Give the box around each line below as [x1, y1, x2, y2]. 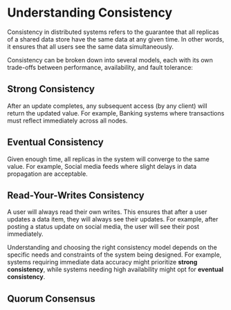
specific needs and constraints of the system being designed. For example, [7, 250, 222, 259]
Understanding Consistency [7, 5, 173, 21]
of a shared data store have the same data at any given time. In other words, [7, 35, 225, 43]
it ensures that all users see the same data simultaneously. [7, 42, 174, 51]
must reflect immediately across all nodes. [7, 116, 128, 125]
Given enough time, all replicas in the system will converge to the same [7, 154, 210, 163]
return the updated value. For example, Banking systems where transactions [7, 109, 225, 117]
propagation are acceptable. [7, 170, 88, 178]
